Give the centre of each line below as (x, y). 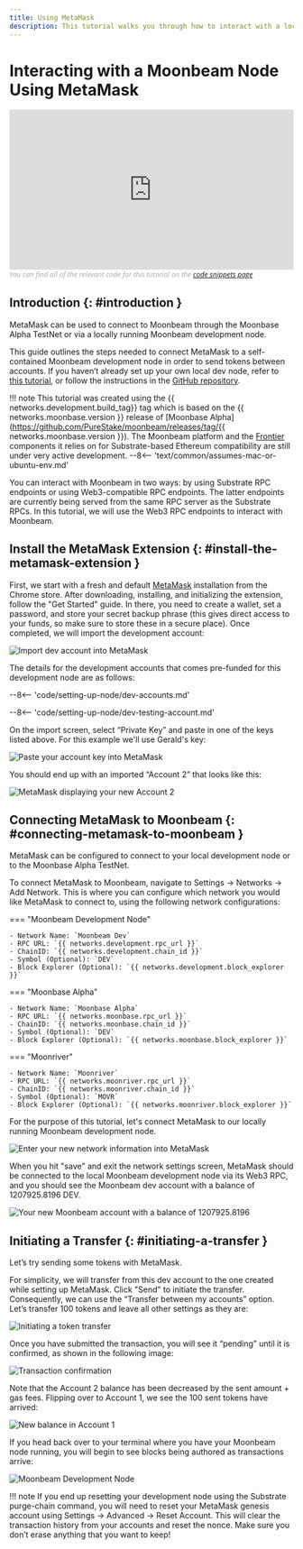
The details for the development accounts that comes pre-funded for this (145, 667)
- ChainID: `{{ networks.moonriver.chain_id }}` (102, 1089)
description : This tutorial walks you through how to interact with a (145, 26)
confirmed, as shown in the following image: (92, 1353)
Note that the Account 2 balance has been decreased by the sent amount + (150, 1389)
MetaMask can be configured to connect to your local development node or (150, 856)
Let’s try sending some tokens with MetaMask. (96, 1262)
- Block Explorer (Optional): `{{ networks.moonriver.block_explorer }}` (151, 1105)
